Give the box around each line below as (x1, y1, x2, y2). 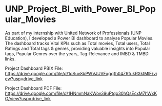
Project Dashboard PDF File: (5, 85, 62, 91)
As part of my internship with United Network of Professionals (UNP (5, 30, 142, 36)
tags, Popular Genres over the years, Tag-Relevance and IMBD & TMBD (5, 50, 149, 57)
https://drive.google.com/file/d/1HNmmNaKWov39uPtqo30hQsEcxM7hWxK (5, 90, 157, 96)
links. (5, 56, 16, 62)
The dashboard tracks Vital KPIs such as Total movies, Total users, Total (5, 40, 150, 46)
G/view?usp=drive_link (5, 95, 51, 101)
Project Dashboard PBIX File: (5, 65, 63, 71)
